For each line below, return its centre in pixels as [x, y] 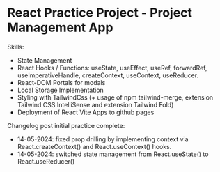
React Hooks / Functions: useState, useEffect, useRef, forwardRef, [112, 68]
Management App [60, 28]
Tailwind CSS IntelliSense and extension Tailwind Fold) [95, 104]
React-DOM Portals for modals [61, 82]
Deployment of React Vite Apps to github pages [86, 112]
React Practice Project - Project [100, 13]
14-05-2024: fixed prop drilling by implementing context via [103, 139]
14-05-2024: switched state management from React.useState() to [113, 154]
